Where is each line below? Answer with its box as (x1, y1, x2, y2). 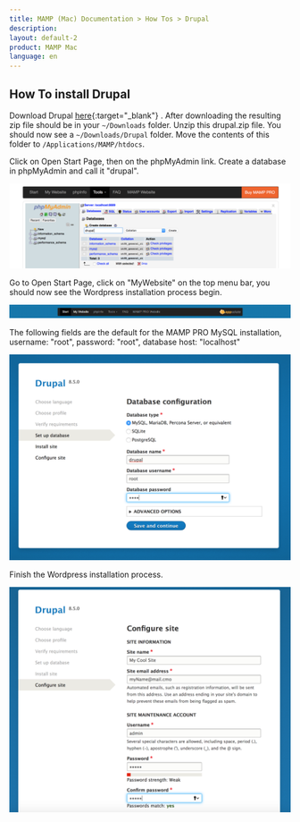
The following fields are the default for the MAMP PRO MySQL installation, (9, 327, 282, 338)
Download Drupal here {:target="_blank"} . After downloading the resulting (9, 110, 281, 121)
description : (9, 23, 58, 33)
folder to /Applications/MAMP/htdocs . (9, 139, 146, 149)
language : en (9, 52, 58, 62)
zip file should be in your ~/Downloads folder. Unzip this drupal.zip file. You (9, 119, 281, 130)
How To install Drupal (9, 86, 131, 102)
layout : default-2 (9, 33, 78, 42)
